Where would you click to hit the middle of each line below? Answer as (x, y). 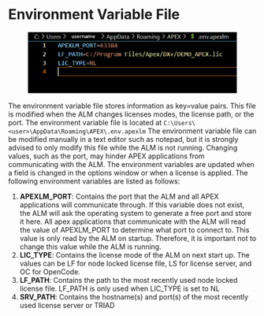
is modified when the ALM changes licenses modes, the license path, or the (131, 114)
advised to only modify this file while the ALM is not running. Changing (123, 147)
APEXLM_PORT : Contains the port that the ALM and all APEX (119, 196)
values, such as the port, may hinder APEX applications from (106, 156)
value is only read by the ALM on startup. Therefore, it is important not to (138, 238)
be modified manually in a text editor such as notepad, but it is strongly (123, 139)
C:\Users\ (179, 123)
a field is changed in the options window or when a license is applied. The (128, 173)
